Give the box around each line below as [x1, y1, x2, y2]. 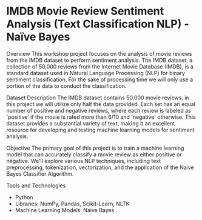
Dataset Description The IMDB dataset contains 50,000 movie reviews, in [6, 94, 189, 101]
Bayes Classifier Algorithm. [6, 170, 74, 177]
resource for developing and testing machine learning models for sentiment [6, 126, 195, 133]
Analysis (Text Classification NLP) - [6, 17, 189, 31]
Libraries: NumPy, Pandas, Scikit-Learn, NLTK [15, 200, 130, 207]
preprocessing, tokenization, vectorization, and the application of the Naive [6, 164, 194, 171]
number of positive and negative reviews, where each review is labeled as [6, 107, 191, 114]
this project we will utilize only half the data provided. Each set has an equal [6, 100, 196, 107]
